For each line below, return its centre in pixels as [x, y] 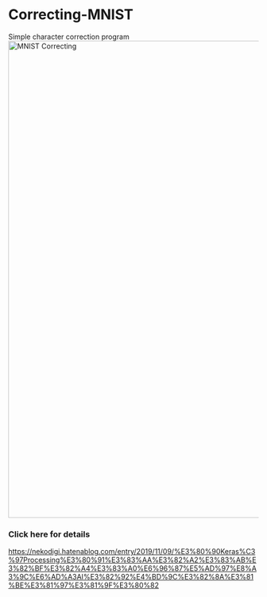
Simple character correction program [69, 37]
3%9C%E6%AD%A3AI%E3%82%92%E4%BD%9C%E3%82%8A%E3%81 [131, 577]
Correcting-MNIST [71, 15]
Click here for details [49, 534]
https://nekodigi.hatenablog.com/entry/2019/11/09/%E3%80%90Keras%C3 [132, 552]
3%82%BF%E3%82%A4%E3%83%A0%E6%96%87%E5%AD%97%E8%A [132, 568]
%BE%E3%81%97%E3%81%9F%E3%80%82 [83, 585]
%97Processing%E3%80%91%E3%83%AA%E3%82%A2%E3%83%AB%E [132, 560]
